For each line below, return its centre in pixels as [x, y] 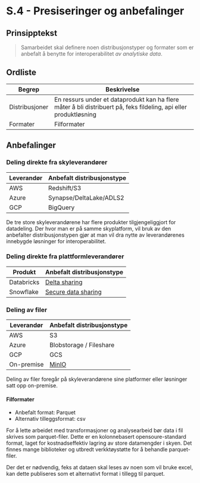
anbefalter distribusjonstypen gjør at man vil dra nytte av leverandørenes [95, 235]
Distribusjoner [29, 107]
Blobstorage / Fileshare [82, 345]
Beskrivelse [123, 89]
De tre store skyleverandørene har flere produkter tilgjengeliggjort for [91, 222]
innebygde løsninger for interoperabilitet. [56, 241]
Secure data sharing [74, 292]
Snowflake [24, 292]
